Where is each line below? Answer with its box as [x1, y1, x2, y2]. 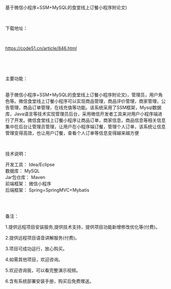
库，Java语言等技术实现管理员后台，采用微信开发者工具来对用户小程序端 [5, 111, 158, 117]
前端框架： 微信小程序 [5, 180, 51, 187]
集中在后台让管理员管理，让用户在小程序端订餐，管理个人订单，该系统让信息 [5, 124, 166, 129]
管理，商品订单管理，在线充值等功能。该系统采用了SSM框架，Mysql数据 [9, 104, 162, 111]
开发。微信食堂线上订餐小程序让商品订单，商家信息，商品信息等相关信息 [14, 117, 166, 123]
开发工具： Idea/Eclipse [5, 162, 55, 167]
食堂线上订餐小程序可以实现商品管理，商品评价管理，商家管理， [27, 98, 161, 104]
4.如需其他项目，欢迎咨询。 [5, 256, 63, 262]
